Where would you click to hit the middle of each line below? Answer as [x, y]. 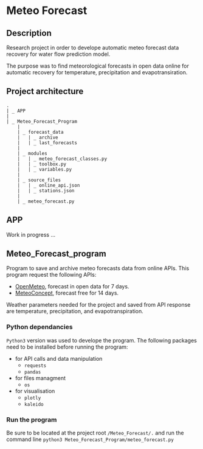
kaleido [34, 404]
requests [35, 366]
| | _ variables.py [44, 169]
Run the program [32, 419]
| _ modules [32, 153]
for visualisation [35, 391]
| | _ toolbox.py [42, 164]
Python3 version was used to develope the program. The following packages [102, 340]
